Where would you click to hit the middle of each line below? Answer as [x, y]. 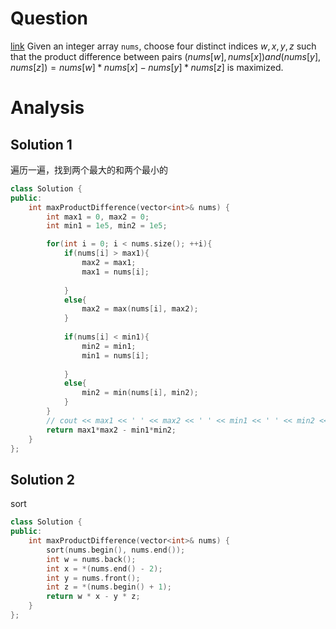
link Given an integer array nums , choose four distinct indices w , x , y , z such [163, 46]
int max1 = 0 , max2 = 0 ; [98, 217]
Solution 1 [41, 144]
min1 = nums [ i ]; [115, 355]
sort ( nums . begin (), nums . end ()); [116, 550]
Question [49, 18]
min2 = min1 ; [109, 346]
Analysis [47, 108]
